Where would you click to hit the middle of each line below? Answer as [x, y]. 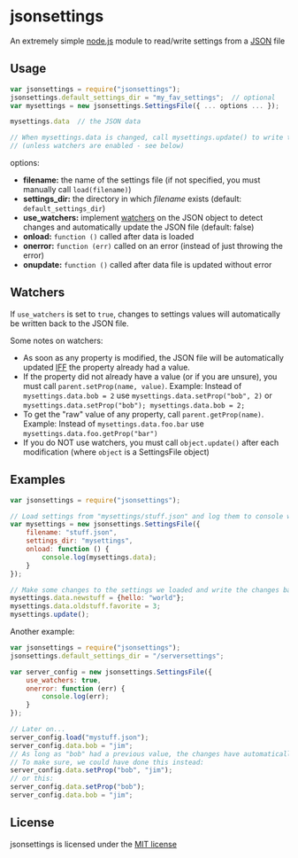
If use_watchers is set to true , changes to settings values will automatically [145, 314]
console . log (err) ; [76, 697]
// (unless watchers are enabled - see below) [97, 146]
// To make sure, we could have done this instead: [107, 762]
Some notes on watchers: [57, 340]
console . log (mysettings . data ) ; [99, 557]
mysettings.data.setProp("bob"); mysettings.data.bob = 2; [134, 405]
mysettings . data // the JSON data [76, 121]
